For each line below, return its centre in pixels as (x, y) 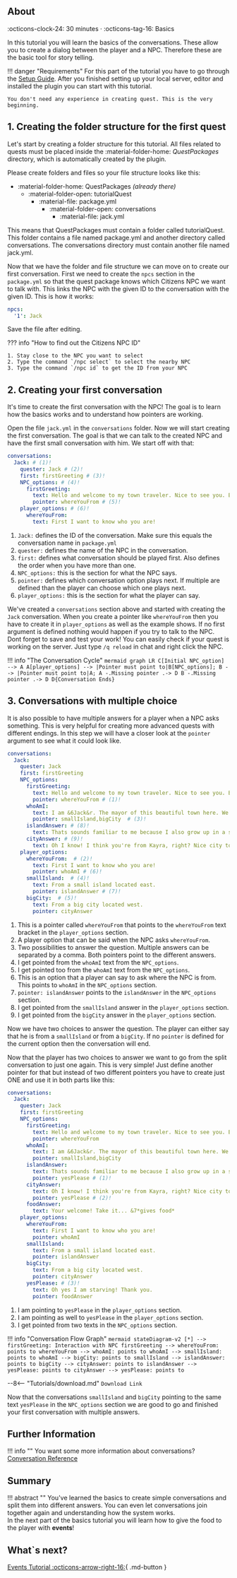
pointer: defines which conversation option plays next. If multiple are (119, 580)
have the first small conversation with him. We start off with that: (101, 443)
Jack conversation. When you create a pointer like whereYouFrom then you (113, 616)
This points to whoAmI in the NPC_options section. (87, 984)
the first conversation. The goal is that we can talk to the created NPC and (115, 436)
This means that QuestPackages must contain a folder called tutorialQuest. (116, 230)
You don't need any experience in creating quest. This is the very (110, 99)
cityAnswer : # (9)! (54, 839)
